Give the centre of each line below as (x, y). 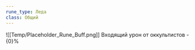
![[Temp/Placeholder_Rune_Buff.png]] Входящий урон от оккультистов (95, 34)
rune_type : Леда (26, 12)
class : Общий (22, 17)
